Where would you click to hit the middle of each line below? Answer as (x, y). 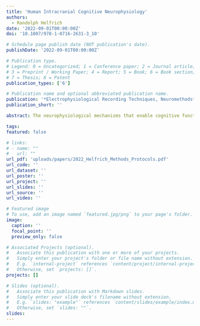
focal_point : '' (32, 231)
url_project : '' (26, 181)
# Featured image (28, 209)
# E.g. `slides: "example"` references (58, 302)
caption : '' (26, 225)
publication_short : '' (34, 105)
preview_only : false (37, 237)
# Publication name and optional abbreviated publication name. (87, 94)
